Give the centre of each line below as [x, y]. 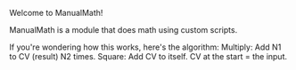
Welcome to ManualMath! [56, 13]
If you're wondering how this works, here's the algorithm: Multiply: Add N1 [145, 47]
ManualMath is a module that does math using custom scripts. [123, 30]
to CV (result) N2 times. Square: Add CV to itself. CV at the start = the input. [148, 56]
